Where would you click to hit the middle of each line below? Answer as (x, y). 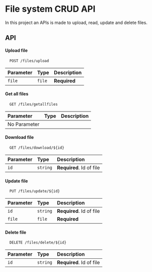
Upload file (16, 50)
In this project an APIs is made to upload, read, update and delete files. (76, 23)
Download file (20, 137)
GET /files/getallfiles (33, 104)
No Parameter (23, 124)
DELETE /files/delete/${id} (38, 243)
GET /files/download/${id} (37, 148)
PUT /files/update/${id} (35, 191)
